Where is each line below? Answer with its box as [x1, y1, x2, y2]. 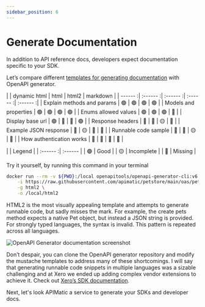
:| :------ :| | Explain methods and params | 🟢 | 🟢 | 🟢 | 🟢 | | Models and [12, 99, 195, 106]
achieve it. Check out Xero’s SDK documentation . [6, 277, 130, 284]
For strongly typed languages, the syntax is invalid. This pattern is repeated [6, 221, 196, 228]
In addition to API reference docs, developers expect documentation [6, 56, 178, 63]
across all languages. [6, 227, 60, 235]
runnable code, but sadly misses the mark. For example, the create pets [6, 208, 187, 215]
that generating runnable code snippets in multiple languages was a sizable [6, 264, 196, 272]
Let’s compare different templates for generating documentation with [6, 74, 180, 81]
